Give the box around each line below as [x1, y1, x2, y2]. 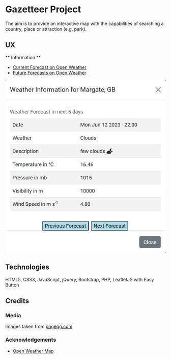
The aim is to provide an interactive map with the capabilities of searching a [5, 20, 164, 27]
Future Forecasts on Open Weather [12, 69, 87, 76]
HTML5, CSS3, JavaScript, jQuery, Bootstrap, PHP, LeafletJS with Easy [5, 276, 154, 282]
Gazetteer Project [5, 4, 81, 15]
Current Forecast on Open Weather [12, 64, 87, 70]
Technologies [5, 263, 50, 272]
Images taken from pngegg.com [5, 323, 73, 330]
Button [5, 282, 19, 288]
